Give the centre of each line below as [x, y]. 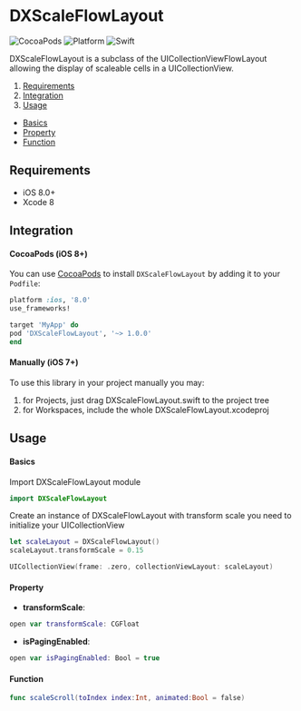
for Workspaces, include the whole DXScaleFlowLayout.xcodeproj [146, 410]
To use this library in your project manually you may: [107, 382]
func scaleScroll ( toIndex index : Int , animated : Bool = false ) [127, 698]
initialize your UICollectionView [67, 525]
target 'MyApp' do [44, 325]
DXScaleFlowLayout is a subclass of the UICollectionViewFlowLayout [138, 58]
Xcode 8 [38, 202]
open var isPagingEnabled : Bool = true [85, 658]
